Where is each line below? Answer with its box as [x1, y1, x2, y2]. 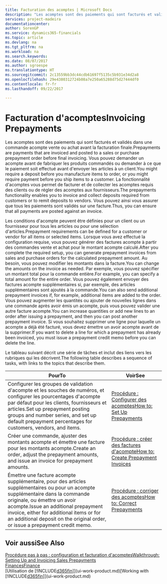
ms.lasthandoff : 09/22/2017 [5, 86, 64, 91]
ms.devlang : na [5, 40, 37, 45]
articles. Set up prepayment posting [7, 406, 90, 413]
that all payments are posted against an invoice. [5, 208, 103, 214]
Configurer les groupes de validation [7, 381, 93, 388]
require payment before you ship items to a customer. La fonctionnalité [5, 176, 150, 182]
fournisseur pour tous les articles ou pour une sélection [5, 223, 119, 229]
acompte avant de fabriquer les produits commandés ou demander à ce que [5, 160, 162, 166]
